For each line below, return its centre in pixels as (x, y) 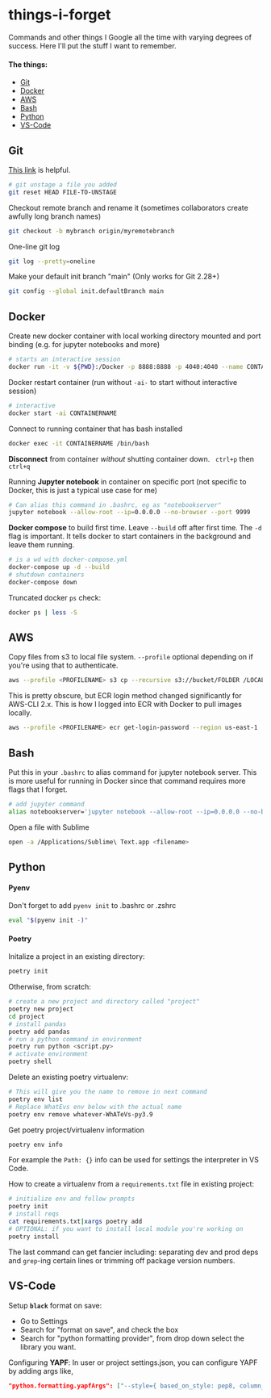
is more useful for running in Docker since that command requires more (127, 781)
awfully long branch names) (55, 216)
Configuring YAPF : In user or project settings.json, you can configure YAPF (133, 1362)
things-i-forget (60, 15)
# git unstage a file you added (63, 184)
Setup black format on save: (55, 1305)
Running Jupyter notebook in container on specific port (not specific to (127, 481)
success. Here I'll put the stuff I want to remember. (92, 45)
